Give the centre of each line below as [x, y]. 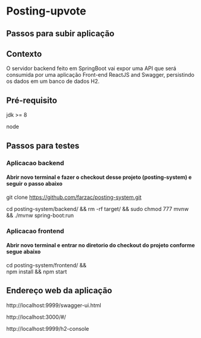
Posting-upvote [46, 11]
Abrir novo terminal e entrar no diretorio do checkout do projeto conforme [101, 245]
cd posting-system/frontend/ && [46, 265]
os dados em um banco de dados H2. [53, 81]
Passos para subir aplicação [60, 34]
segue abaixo [24, 252]
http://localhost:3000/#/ [36, 317]
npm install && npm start [37, 271]
